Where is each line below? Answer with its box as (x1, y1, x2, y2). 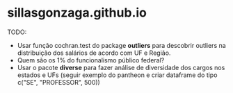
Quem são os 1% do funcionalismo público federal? (17, 56, 165, 64)
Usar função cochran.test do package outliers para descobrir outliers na (17, 41, 226, 49)
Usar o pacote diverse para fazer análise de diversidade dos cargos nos (17, 63, 225, 71)
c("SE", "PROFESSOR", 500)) (17, 78, 101, 86)
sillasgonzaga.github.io (7, 5, 147, 21)
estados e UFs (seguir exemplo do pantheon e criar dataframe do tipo (17, 71, 218, 79)
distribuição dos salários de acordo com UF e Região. (17, 49, 171, 57)
